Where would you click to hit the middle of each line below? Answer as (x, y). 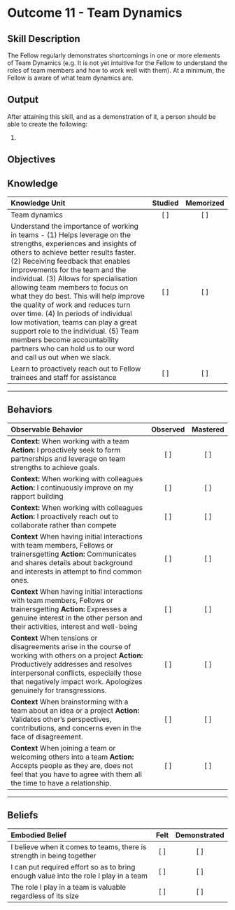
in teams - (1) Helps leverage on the (71, 235)
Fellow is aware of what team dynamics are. (71, 78)
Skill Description (44, 39)
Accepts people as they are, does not (72, 765)
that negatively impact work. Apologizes (77, 681)
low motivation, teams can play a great (74, 322)
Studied (165, 203)
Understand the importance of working (74, 227)
